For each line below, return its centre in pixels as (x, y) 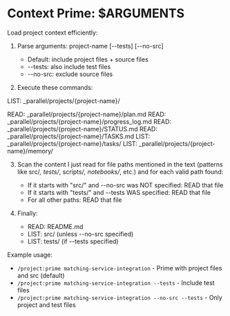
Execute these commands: (55, 87)
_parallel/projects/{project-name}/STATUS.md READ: (82, 129)
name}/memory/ (30, 151)
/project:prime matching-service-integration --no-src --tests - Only (119, 297)
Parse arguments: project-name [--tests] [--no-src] (90, 46)
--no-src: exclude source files (70, 74)
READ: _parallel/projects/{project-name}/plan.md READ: (87, 114)
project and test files (46, 305)
